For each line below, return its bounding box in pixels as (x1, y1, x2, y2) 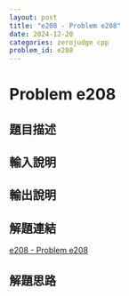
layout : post (9, 12, 58, 22)
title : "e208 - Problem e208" (9, 21, 122, 30)
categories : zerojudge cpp (9, 37, 109, 47)
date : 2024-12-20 (9, 29, 74, 38)
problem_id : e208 (9, 46, 74, 55)
